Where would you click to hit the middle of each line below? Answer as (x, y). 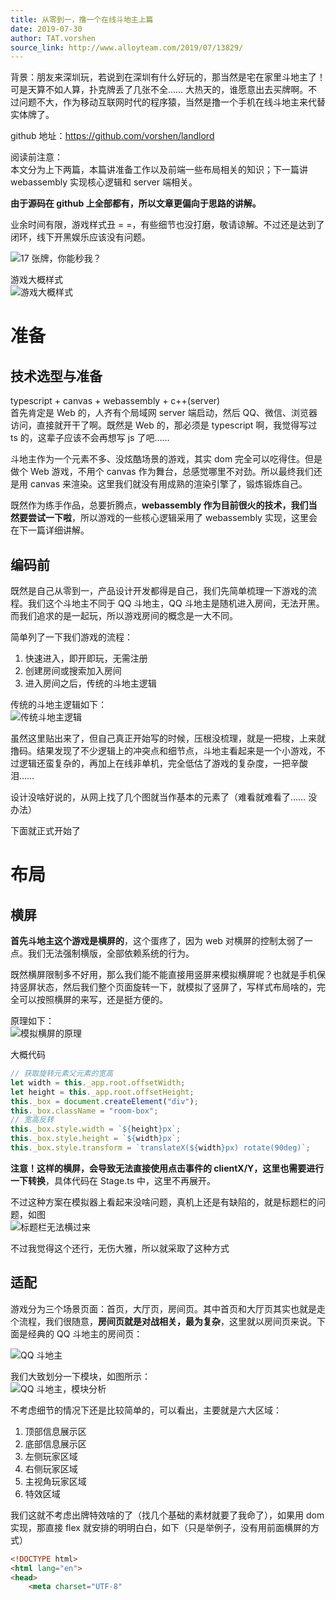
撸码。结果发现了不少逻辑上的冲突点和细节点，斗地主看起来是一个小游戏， (163, 751)
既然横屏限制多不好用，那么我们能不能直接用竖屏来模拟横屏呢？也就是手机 (163, 975)
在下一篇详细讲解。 (50, 530)
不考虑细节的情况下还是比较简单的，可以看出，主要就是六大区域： (146, 1410)
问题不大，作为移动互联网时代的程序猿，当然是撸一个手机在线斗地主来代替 (172, 102)
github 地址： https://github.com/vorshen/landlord (112, 136)
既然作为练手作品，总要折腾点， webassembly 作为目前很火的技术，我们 (159, 505)
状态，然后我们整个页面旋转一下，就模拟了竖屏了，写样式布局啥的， (176, 987)
